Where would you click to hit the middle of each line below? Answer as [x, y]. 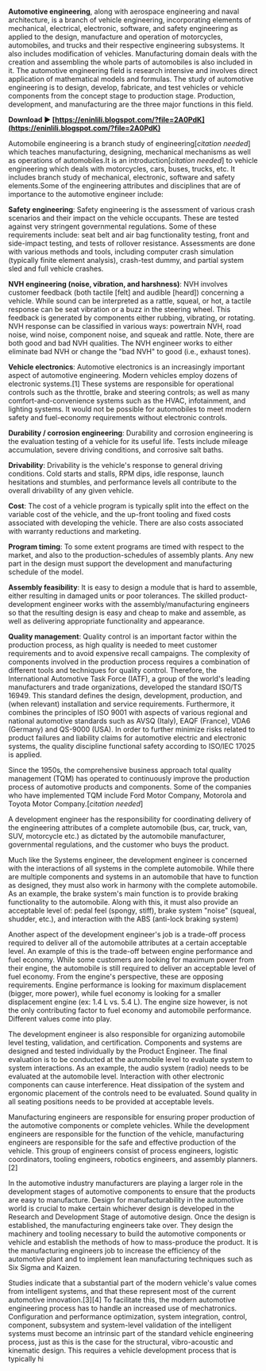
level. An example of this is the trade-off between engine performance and [130, 951]
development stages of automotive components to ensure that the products [132, 1191]
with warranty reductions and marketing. [75, 531]
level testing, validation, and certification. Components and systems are [125, 1043]
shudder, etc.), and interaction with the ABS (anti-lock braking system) [123, 919]
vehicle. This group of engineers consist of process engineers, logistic [123, 1151]
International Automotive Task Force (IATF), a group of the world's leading [129, 679]
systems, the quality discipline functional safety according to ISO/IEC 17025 [132, 746]
